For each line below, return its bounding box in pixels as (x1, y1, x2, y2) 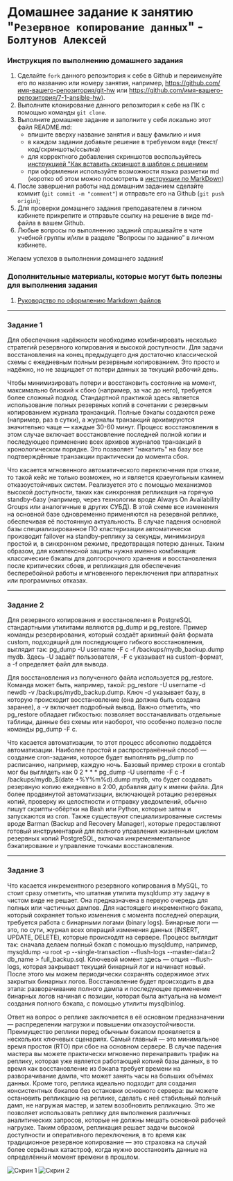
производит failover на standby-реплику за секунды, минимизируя (7, 532, 205, 541)
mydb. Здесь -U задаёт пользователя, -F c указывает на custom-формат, (7, 653, 223, 661)
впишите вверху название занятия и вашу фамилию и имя (27, 130, 201, 139)
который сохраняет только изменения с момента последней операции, (7, 911, 221, 919)
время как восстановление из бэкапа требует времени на (7, 1064, 181, 1072)
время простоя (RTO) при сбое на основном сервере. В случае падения (7, 1042, 222, 1051)
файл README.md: (17, 123, 72, 132)
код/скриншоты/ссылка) (27, 145, 101, 153)
